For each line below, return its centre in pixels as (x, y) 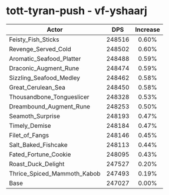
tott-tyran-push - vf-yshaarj (77, 11)
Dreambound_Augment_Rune (49, 106)
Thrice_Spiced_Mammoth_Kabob (55, 173)
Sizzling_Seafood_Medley (45, 78)
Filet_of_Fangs (29, 135)
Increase (148, 29)
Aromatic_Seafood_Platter (45, 58)
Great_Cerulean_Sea (37, 87)
